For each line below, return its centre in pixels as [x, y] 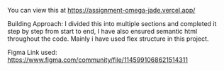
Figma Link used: [32, 52]
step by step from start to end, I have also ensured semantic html [102, 31]
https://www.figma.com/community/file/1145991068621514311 [97, 60]
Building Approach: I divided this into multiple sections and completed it [112, 24]
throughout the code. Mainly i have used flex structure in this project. [108, 39]
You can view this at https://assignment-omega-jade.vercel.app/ [101, 10]
